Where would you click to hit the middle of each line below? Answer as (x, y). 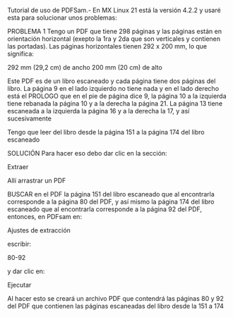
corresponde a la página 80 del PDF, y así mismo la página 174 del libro (111, 201)
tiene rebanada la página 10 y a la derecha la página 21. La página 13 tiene (115, 104)
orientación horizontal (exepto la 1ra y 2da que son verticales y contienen (114, 39)
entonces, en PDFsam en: (45, 217)
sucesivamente (29, 118)
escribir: (19, 244)
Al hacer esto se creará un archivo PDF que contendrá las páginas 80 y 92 (115, 298)
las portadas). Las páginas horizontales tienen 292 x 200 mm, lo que (107, 46)
